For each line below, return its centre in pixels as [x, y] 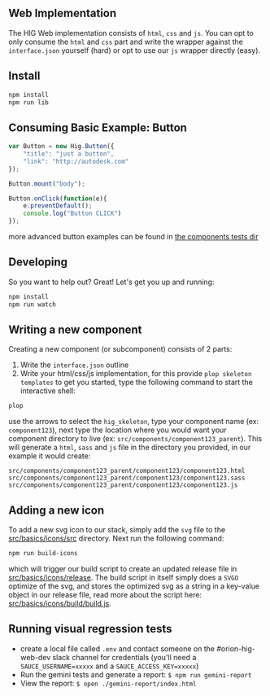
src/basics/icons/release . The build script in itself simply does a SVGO [124, 578]
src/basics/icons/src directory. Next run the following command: [116, 538]
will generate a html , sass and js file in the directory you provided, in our [130, 448]
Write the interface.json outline [74, 365]
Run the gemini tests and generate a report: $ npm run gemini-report [136, 674]
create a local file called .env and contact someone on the [118, 648]
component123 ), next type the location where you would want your [118, 430]
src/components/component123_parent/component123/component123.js [123, 485]
